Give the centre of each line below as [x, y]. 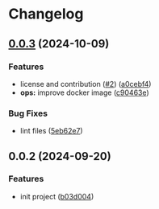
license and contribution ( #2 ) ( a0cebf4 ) [86, 84]
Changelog [46, 14]
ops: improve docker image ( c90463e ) [84, 92]
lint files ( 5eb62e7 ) [51, 131]
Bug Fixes [28, 113]
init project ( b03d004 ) [57, 196]
